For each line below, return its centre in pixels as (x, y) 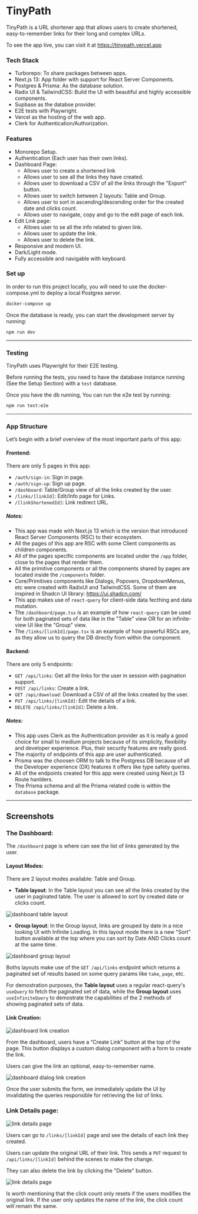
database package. (37, 792)
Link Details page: (32, 1111)
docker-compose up (29, 303)
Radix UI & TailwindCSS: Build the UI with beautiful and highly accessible (103, 92)
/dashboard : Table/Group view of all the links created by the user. (93, 490)
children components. (41, 550)
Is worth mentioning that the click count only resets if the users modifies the (98, 1193)
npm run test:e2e (27, 405)
